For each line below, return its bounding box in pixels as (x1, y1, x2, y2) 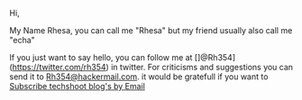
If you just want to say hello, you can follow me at (9, 52, 193, 62)
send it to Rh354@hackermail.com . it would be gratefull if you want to (9, 71, 269, 82)
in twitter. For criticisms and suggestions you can (111, 62, 294, 72)
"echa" (9, 35, 36, 45)
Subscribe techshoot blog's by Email (9, 81, 146, 91)
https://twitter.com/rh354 (12, 62, 106, 72)
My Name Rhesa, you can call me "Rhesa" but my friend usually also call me (9, 25, 293, 35)
